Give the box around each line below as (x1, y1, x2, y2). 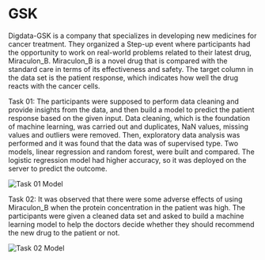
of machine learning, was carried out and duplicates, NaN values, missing (8, 122, 249, 131)
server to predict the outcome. (8, 164, 108, 173)
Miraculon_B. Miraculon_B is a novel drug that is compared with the (8, 56, 228, 66)
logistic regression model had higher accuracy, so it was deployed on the (8, 155, 247, 164)
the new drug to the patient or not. (8, 228, 120, 237)
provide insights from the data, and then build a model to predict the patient (8, 104, 255, 115)
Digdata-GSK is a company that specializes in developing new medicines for (8, 31, 257, 40)
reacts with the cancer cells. (8, 81, 100, 91)
